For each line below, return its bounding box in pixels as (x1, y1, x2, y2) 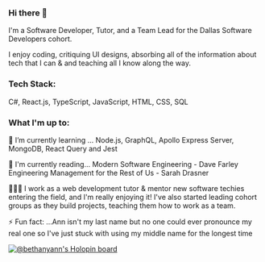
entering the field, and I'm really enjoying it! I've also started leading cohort (8, 192, 258, 202)
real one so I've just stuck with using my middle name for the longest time (8, 228, 253, 238)
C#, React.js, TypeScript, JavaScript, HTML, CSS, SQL (8, 97, 189, 106)
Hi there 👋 (8, 7, 48, 19)
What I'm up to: (8, 117, 70, 128)
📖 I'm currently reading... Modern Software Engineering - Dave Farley (8, 159, 239, 168)
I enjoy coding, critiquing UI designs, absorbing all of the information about (8, 50, 257, 60)
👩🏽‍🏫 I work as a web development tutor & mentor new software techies (8, 183, 245, 193)
